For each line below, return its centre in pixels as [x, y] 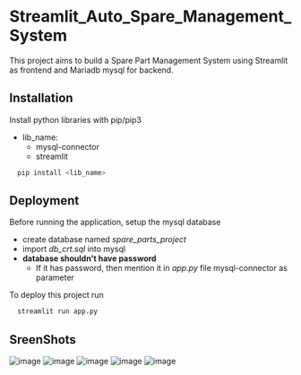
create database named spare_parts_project [104, 240]
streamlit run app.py [58, 311]
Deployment [44, 201]
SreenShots [43, 340]
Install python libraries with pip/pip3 [75, 119]
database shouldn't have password [89, 258]
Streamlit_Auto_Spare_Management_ [150, 17]
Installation [41, 98]
